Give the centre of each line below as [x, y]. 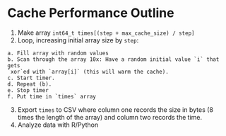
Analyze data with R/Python [58, 125]
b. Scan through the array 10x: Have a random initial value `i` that [113, 59]
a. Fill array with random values [58, 53]
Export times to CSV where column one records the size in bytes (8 [115, 109]
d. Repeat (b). [30, 84]
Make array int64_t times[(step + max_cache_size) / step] [106, 33]
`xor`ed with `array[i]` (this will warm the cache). [88, 72]
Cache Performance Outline [91, 13]
